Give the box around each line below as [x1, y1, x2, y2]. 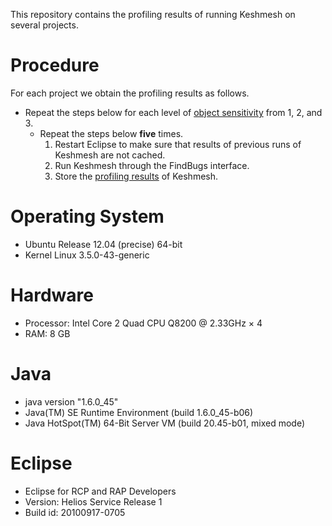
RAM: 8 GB [24, 327, 71, 339]
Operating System [10, 205, 165, 228]
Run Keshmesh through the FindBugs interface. [54, 159, 250, 171]
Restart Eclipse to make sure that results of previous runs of [54, 138, 302, 150]
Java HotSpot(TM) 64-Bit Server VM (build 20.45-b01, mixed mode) [24, 417, 306, 429]
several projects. [10, 19, 79, 31]
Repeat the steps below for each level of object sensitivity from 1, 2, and [24, 106, 323, 118]
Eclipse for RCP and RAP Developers [24, 485, 177, 497]
